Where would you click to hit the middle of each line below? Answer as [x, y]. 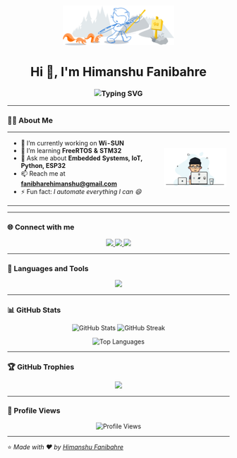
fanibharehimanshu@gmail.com [69, 183]
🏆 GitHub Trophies [41, 367]
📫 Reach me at [43, 173]
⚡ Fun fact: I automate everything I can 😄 [81, 191]
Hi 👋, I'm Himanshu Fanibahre [119, 72]
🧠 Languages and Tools [48, 268]
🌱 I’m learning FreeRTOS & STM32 [71, 150]
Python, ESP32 [43, 165]
